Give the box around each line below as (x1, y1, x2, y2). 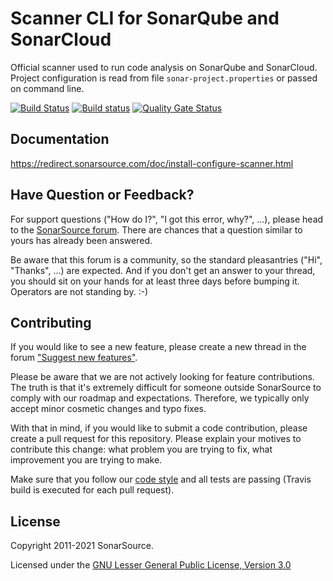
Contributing (10, 314, 92, 331)
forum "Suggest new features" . (10, 352, 138, 364)
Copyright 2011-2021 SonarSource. (10, 540, 154, 552)
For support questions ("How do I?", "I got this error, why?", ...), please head (10, 213, 324, 225)
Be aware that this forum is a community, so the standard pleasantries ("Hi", (10, 253, 323, 266)
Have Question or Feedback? (10, 187, 195, 204)
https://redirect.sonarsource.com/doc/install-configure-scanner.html (10, 157, 294, 169)
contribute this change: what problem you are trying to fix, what (10, 443, 273, 456)
